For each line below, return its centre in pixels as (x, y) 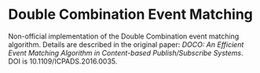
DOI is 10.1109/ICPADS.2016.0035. (63, 61)
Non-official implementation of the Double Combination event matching (124, 36)
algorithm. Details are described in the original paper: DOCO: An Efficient (126, 44)
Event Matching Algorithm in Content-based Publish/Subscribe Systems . (126, 53)
